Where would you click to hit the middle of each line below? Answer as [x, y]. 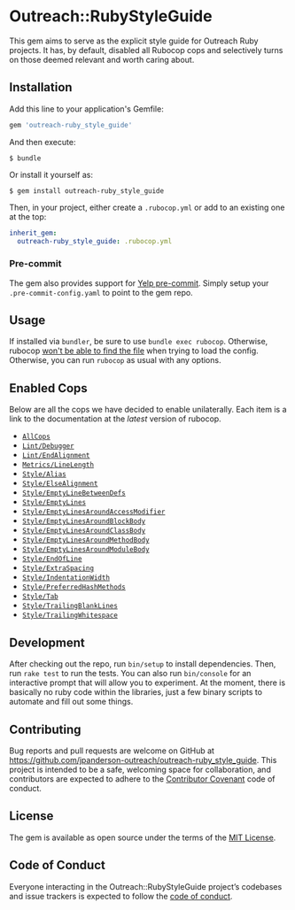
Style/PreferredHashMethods [74, 587]
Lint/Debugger [48, 446]
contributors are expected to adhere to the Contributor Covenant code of [143, 779]
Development [47, 642]
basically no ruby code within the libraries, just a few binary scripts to [136, 692]
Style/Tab [40, 597]
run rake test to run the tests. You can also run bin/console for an [130, 674]
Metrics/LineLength [58, 465]
